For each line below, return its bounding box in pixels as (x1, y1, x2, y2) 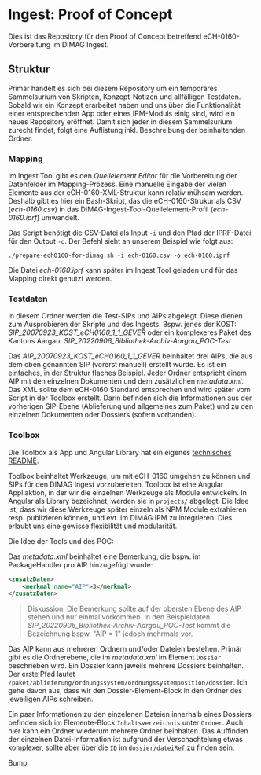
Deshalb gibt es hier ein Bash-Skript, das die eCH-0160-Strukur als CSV (8, 197, 242, 206)
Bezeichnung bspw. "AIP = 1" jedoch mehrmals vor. (27, 629, 193, 638)
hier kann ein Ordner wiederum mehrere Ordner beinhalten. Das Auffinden (8, 726, 248, 736)
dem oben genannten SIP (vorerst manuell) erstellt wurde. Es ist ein (8, 360, 226, 369)
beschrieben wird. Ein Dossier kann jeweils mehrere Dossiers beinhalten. (8, 661, 244, 670)
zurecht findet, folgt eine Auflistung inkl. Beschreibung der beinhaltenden (8, 125, 246, 134)
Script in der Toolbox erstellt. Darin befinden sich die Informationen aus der (8, 393, 252, 402)
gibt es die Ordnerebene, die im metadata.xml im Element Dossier (8, 652, 222, 662)
